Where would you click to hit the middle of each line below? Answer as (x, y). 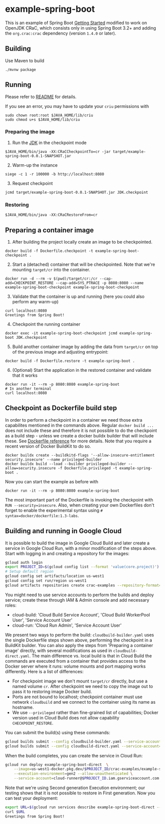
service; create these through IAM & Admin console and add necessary (77, 600)
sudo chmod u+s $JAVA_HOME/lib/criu (42, 119)
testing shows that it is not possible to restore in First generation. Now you (80, 793)
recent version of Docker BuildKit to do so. (48, 446)
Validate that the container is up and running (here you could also (78, 296)
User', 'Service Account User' (42, 620)
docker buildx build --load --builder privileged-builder (66, 464)
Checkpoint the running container (46, 324)
